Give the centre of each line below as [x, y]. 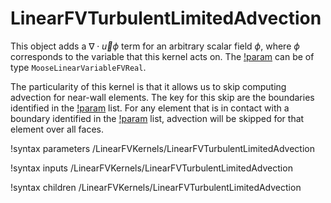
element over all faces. [57, 129]
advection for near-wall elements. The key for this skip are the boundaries [162, 97]
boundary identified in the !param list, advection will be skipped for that [157, 118]
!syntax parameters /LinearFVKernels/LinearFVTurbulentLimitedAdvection [162, 148]
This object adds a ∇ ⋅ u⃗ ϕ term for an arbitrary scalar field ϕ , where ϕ [155, 46]
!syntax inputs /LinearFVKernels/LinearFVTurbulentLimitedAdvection [151, 168]
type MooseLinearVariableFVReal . [78, 67]
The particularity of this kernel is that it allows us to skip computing [148, 86]
